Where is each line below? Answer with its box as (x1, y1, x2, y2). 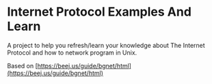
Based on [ (7, 61, 38, 70)
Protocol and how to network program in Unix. (7, 48, 137, 57)
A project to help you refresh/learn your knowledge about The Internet (7, 41, 205, 49)
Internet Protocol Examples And (7, 4, 191, 20)
